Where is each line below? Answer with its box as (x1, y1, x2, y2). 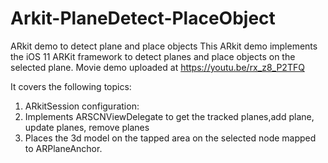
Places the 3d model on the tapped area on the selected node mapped (24, 132, 317, 144)
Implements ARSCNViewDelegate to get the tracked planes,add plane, (24, 110, 315, 122)
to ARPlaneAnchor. (24, 142, 103, 154)
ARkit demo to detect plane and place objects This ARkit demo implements (10, 40, 318, 52)
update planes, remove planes (24, 121, 150, 133)
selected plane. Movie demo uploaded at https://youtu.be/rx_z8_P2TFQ (10, 61, 305, 73)
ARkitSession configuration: (24, 100, 140, 112)
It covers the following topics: (10, 80, 132, 92)
